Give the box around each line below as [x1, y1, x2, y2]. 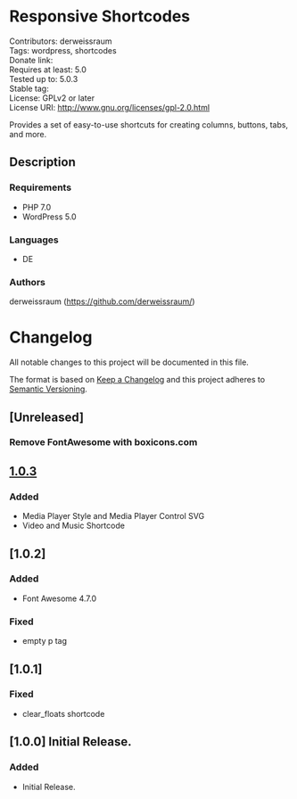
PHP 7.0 [21, 202, 52, 212]
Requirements [9, 181, 72, 194]
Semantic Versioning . [9, 383, 87, 394]
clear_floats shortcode [21, 708, 105, 719]
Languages [9, 234, 60, 246]
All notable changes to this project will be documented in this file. [9, 357, 250, 367]
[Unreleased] [9, 409, 85, 424]
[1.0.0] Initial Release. [9, 734, 132, 750]
